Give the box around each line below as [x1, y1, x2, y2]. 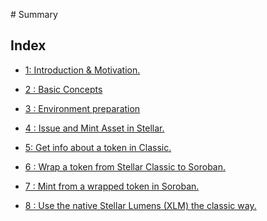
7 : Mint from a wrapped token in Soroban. [24, 180, 200, 192]
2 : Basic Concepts [24, 83, 103, 95]
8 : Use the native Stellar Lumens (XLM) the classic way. [24, 199, 257, 211]
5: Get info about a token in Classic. [24, 141, 172, 153]
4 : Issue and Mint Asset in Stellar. [24, 122, 165, 134]
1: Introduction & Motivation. [24, 64, 141, 76]
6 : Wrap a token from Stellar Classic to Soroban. [24, 160, 227, 173]
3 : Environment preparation [24, 102, 141, 114]
